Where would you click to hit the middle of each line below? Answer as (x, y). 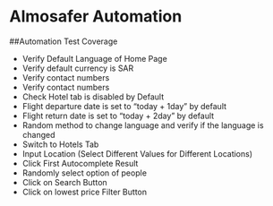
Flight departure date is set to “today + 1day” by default (124, 106)
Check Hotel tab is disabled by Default (93, 97)
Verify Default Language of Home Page (94, 58)
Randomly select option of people (85, 173)
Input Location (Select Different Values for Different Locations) (137, 153)
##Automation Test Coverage (64, 41)
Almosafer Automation (96, 17)
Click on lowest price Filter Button (85, 192)
